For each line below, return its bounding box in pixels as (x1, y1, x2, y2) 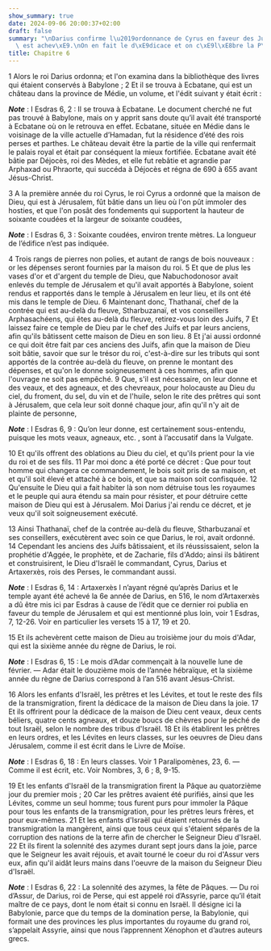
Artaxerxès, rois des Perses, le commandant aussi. (8, 567, 177, 576)
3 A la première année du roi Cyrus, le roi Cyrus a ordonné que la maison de (8, 189, 261, 198)
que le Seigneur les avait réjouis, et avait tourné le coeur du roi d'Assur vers (8, 849, 260, 859)
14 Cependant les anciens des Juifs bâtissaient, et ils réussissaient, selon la (8, 542, 260, 551)
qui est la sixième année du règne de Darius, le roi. (8, 641, 177, 651)
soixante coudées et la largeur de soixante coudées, (8, 215, 182, 224)
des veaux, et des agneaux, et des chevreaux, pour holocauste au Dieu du (8, 383, 256, 392)
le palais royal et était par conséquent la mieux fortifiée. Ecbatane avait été (8, 147, 256, 157)
